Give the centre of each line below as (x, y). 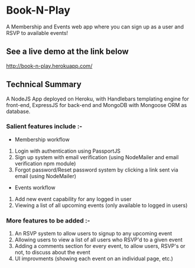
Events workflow (35, 188)
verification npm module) (45, 163)
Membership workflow (42, 139)
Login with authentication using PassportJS (68, 151)
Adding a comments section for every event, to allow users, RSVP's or (100, 246)
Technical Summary (44, 84)
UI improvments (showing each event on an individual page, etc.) (94, 259)
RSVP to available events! (37, 33)
